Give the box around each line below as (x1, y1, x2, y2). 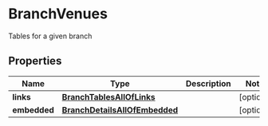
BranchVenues (8, 5, 108, 23)
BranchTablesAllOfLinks (61, 91, 156, 102)
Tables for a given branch (8, 31, 93, 41)
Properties (8, 54, 62, 68)
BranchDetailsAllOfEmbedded (61, 104, 179, 116)
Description (186, 77, 231, 89)
